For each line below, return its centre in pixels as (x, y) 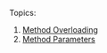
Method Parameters (58, 39)
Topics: (23, 13)
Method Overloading (60, 30)
